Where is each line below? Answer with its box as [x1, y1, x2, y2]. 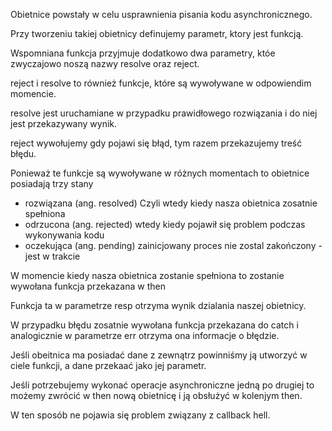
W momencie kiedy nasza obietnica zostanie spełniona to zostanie [10, 270, 285, 281]
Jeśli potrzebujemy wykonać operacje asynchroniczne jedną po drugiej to [10, 379, 315, 391]
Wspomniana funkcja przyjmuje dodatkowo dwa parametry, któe [10, 47, 276, 59]
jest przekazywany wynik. [10, 118, 118, 129]
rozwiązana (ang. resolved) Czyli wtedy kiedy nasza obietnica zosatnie [24, 197, 318, 209]
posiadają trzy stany [10, 178, 94, 189]
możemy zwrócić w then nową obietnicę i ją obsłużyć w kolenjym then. [10, 390, 303, 401]
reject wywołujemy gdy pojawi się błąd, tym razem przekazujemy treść [10, 137, 303, 149]
